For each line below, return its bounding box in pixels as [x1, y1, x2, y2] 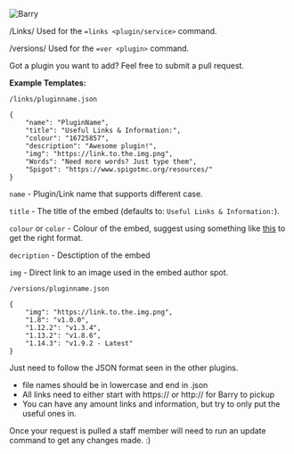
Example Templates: [9, 78, 86, 88]
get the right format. [9, 233, 83, 243]
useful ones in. [21, 409, 78, 418]
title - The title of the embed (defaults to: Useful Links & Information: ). [9, 206, 281, 216]
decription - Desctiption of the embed [9, 250, 151, 260]
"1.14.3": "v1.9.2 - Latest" [25, 339, 134, 348]
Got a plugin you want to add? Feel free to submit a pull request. [9, 61, 245, 70]
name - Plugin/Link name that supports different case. [9, 188, 203, 199]
